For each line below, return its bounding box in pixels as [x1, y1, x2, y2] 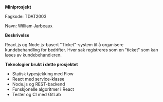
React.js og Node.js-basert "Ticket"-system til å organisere [5, 42, 124, 48]
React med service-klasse [12, 76, 65, 82]
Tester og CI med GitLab [12, 92, 61, 97]
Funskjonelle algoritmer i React [12, 86, 74, 92]
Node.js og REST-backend [12, 81, 65, 87]
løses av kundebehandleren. [5, 52, 62, 58]
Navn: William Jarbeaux [5, 23, 53, 29]
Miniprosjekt [5, 4, 32, 10]
